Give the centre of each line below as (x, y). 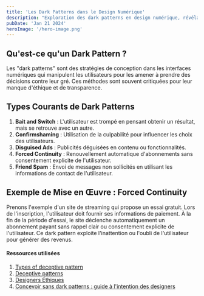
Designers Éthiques (39, 280)
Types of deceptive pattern (49, 267)
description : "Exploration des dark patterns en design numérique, (93, 18)
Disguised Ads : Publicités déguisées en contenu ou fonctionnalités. (100, 147)
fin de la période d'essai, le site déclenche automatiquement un (86, 220)
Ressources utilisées (33, 253)
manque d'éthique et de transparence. (54, 88)
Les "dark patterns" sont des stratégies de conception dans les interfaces (99, 68)
